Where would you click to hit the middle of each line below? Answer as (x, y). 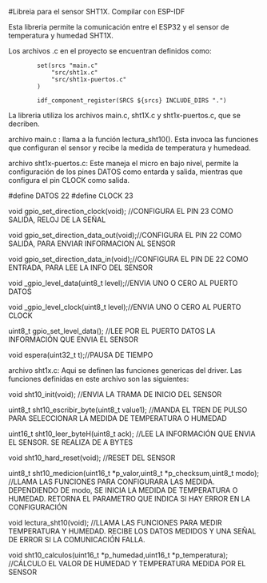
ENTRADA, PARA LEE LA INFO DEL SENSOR (81, 268)
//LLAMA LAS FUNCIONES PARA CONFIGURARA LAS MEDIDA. (112, 482)
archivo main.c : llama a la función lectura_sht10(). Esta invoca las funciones (133, 139)
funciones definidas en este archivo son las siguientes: (99, 379)
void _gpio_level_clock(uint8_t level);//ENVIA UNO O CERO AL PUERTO (125, 307)
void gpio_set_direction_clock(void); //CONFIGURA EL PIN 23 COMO (121, 211)
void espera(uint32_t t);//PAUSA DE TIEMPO (81, 355)
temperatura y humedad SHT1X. (61, 36)
